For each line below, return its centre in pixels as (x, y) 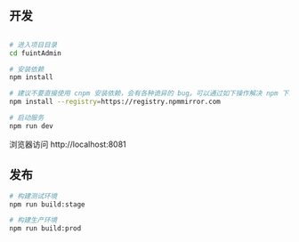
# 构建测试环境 (33, 196)
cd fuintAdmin (36, 53)
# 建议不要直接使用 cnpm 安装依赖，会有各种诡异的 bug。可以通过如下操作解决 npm (144, 93)
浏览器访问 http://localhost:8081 (68, 144)
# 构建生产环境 (33, 221)
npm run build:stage (48, 204)
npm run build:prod (45, 229)
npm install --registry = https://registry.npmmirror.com (115, 102)
